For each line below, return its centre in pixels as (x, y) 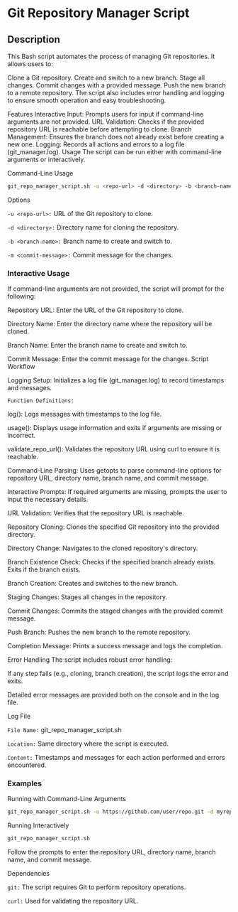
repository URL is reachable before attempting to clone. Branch (100, 129)
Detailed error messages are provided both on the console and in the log (113, 695)
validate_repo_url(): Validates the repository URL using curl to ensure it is (114, 449)
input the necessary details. (48, 500)
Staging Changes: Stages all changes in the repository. (87, 597)
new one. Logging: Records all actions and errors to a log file (96, 144)
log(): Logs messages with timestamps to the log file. (85, 414)
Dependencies (29, 874)
